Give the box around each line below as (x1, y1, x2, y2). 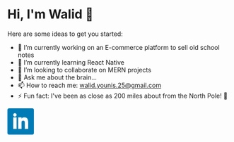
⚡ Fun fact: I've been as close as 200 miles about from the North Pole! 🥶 (17, 91, 228, 100)
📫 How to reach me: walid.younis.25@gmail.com (17, 81, 161, 89)
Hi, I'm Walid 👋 (7, 6, 94, 22)
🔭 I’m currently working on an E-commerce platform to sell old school (17, 43, 221, 51)
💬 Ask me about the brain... (17, 73, 98, 82)
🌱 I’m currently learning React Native (17, 58, 125, 66)
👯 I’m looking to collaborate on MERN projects (17, 65, 152, 74)
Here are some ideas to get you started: (7, 30, 124, 38)
